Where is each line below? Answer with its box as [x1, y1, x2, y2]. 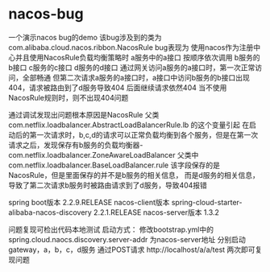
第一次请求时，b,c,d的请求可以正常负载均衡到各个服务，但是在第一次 [29, 130, 259, 139]
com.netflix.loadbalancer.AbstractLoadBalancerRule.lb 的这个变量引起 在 [8, 120, 250, 130]
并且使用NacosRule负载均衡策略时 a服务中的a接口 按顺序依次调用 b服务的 [15, 52, 260, 62]
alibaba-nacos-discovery [8, 207, 93, 217]
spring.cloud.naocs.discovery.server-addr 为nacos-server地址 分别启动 [8, 234, 246, 244]
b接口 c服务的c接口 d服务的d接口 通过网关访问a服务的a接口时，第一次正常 [8, 62, 255, 72]
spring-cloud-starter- [171, 197, 243, 207]
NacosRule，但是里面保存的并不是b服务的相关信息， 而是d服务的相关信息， [8, 170, 260, 179]
